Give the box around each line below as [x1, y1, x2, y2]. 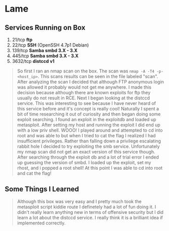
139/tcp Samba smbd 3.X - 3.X [12, 48, 78, 53]
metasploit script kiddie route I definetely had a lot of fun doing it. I [17, 204, 156, 210]
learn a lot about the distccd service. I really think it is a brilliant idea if [17, 214, 163, 220]
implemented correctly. [17, 220, 66, 226]
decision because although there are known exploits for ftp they [17, 90, 151, 95]
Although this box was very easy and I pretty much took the [17, 198, 142, 204]
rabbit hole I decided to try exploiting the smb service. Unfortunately [17, 143, 160, 149]
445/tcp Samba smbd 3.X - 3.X [12, 53, 79, 59]
